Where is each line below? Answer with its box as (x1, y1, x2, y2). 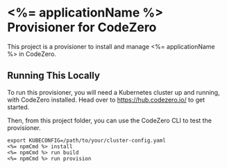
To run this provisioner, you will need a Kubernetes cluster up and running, (7, 88, 220, 96)
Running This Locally (7, 70, 101, 82)
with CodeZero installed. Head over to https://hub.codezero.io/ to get (7, 95, 205, 104)
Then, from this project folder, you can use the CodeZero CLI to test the (7, 116, 212, 124)
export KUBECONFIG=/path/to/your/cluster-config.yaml (7, 137, 167, 144)
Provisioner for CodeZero (7, 19, 157, 35)
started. (7, 102, 30, 111)
